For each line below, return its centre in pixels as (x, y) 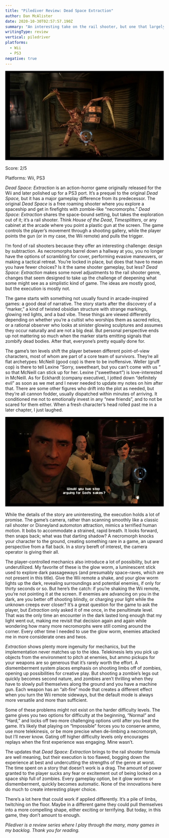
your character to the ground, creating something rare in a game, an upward (84, 541)
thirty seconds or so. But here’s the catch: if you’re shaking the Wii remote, (82, 588)
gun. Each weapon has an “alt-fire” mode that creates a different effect (79, 689)
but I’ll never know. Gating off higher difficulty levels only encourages (77, 737)
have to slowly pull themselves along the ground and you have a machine (81, 684)
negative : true (21, 58)
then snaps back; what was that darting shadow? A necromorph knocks (80, 536)
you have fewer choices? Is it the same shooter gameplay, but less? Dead (81, 267)
